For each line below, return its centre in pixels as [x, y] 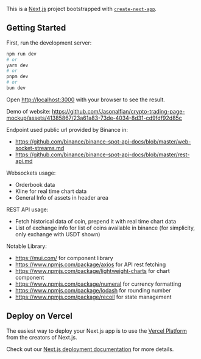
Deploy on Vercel [40, 316]
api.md [24, 161]
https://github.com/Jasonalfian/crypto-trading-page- [118, 111]
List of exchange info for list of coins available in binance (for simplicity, [105, 228]
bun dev [16, 88]
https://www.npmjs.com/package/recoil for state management [93, 297]
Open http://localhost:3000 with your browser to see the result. [86, 100]
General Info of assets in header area [62, 197]
